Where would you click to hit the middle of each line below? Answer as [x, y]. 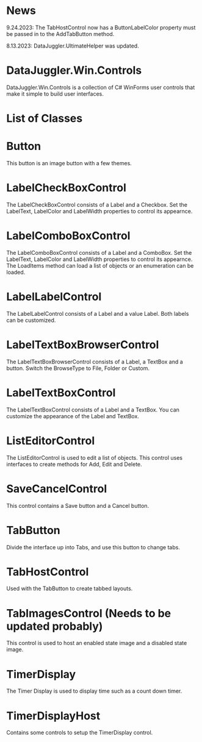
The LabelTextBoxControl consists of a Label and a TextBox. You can [93, 410]
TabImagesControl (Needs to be [89, 613]
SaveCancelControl [57, 489]
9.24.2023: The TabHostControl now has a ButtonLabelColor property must [101, 27]
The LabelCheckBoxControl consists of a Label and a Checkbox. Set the [97, 204]
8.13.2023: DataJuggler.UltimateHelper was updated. [73, 46]
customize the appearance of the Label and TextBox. [73, 416]
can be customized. [31, 320]
